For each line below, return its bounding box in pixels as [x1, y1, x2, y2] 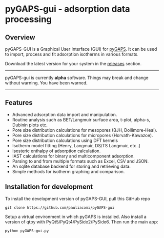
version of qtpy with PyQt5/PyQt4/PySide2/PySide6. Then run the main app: [5, 218, 159, 225]
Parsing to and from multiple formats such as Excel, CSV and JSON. [12, 158, 149, 164]
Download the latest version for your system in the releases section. [5, 61, 142, 66]
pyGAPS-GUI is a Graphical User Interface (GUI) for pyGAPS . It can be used [5, 46, 157, 52]
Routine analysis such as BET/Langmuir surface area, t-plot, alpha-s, [12, 117, 150, 122]
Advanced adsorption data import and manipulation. [12, 111, 117, 118]
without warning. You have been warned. [5, 80, 88, 86]
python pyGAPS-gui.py [5, 228, 49, 233]
